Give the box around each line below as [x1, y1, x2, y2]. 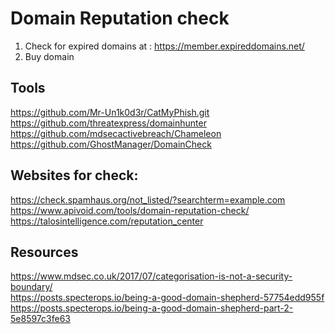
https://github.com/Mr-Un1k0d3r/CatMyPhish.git [10, 106, 210, 118]
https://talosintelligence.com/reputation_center [10, 215, 204, 227]
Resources [10, 243, 79, 261]
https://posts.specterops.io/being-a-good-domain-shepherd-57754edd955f [10, 292, 325, 304]
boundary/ [10, 281, 53, 293]
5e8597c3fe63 [10, 313, 71, 325]
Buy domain [24, 50, 75, 62]
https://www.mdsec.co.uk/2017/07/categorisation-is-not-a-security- [10, 270, 293, 282]
